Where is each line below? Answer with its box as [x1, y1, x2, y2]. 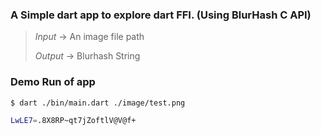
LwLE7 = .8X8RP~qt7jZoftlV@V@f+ [10, 116, 137, 126]
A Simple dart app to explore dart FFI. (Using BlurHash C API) [10, 8, 312, 22]
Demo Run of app [10, 75, 96, 89]
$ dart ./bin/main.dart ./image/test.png [10, 98, 186, 108]
